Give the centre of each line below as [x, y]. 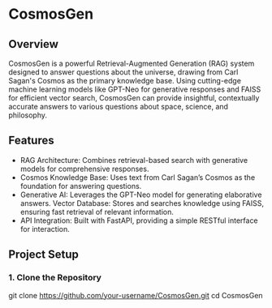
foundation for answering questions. [81, 186]
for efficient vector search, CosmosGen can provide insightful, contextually [134, 98]
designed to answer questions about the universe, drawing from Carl [123, 72]
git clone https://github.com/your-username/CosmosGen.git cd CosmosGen [136, 295]
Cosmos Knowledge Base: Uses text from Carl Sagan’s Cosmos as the [138, 177]
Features [31, 141]
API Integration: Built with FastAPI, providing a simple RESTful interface [139, 220]
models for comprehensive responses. [84, 169]
